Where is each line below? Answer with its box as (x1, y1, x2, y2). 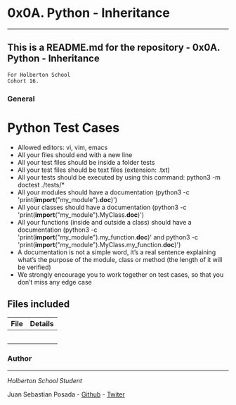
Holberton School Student (7, 376, 83, 385)
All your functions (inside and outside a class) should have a (17, 218, 192, 226)
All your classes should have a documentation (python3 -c (17, 203, 187, 211)
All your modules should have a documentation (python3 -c (17, 188, 190, 197)
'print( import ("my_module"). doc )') (17, 195, 118, 204)
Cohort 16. (7, 77, 39, 85)
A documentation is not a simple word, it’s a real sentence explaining (17, 248, 216, 256)
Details (29, 319, 54, 329)
